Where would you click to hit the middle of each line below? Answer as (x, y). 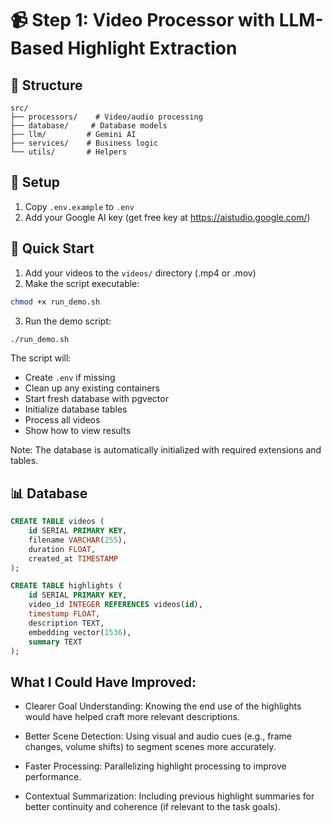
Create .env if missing (70, 378)
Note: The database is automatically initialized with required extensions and (166, 450)
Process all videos (62, 420)
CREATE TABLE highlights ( (66, 586)
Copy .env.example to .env (79, 206)
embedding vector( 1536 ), (80, 632)
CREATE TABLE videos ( (57, 522)
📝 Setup (35, 182)
